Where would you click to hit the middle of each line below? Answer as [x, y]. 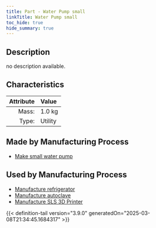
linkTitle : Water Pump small [42, 17]
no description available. [36, 66]
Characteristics [35, 85]
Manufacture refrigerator [45, 189]
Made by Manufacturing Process [67, 142]
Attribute [22, 101]
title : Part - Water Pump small [46, 12]
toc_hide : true [25, 22]
